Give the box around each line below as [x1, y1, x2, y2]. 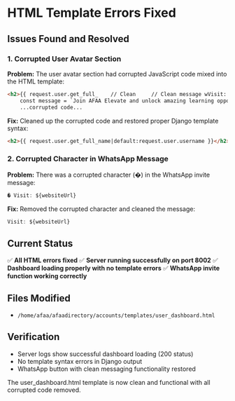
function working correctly [7, 272, 87, 280]
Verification [7, 331, 60, 343]
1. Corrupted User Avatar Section [7, 54, 122, 64]
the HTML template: [7, 77, 65, 86]
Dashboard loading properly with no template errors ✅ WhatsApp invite [7, 264, 220, 273]
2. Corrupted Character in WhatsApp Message [7, 154, 169, 164]
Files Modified [7, 292, 71, 304]
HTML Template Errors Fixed [7, 5, 176, 21]
